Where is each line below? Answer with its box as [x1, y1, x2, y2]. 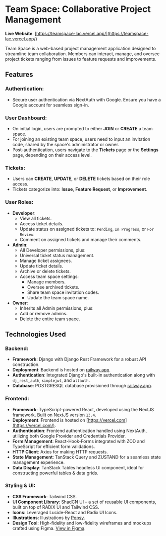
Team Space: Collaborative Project [5, 3, 151, 15]
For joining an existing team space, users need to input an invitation [12, 136, 151, 142]
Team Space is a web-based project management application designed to [5, 45, 156, 51]
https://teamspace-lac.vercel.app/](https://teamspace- [36, 30, 149, 36]
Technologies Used [5, 330, 66, 339]
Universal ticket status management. [19, 252, 95, 258]
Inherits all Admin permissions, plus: [19, 305, 94, 311]
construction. [12, 361, 40, 367]
